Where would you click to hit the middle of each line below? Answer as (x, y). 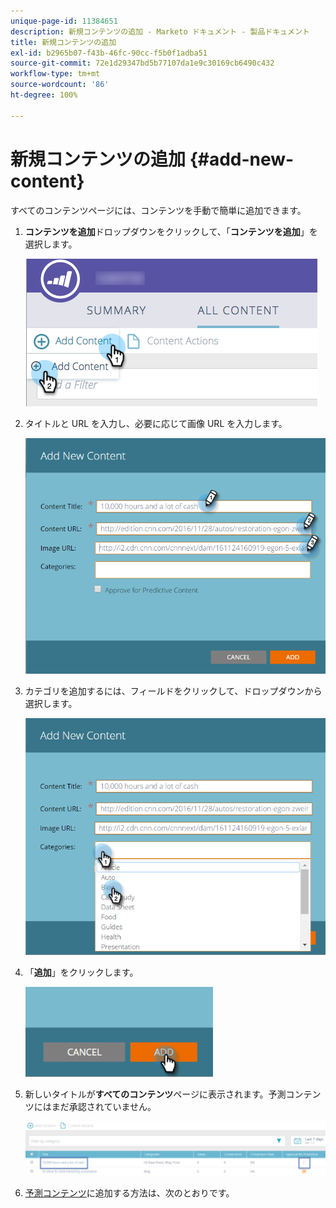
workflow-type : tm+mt (55, 74)
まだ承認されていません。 (104, 1106)
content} (47, 181)
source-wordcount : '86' (60, 85)
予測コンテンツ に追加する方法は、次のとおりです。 (129, 1193)
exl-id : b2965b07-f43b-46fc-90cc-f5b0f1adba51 (109, 53)
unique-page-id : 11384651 (64, 21)
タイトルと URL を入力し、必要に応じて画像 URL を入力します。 (156, 423)
